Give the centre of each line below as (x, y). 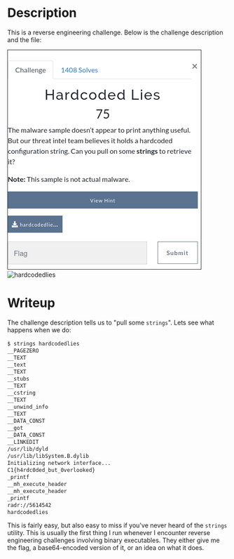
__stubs (19, 379)
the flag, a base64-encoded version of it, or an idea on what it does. (106, 547)
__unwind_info (28, 407)
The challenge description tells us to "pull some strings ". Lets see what (111, 322)
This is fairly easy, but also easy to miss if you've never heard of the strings (117, 525)
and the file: (25, 39)
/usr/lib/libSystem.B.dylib (48, 456)
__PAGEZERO (23, 350)
